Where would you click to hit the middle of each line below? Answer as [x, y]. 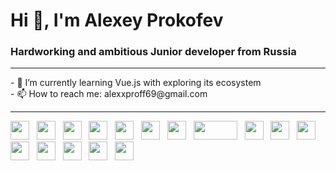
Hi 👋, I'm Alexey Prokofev [117, 20]
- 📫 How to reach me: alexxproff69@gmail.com [109, 94]
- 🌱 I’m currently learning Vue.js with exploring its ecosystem [136, 83]
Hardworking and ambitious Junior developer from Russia [153, 52]
